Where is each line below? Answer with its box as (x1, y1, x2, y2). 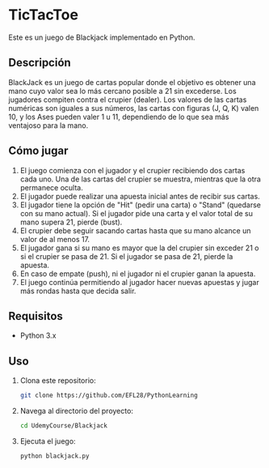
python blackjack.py (19, 452, 90, 460)
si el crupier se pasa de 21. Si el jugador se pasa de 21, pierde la (19, 251, 233, 261)
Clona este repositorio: (19, 376, 96, 385)
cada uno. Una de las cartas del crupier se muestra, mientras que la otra (19, 174, 261, 184)
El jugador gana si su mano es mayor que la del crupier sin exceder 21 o (19, 243, 259, 253)
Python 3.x (19, 330, 57, 341)
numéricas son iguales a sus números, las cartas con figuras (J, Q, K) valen (8, 103, 259, 113)
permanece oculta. (19, 182, 83, 192)
